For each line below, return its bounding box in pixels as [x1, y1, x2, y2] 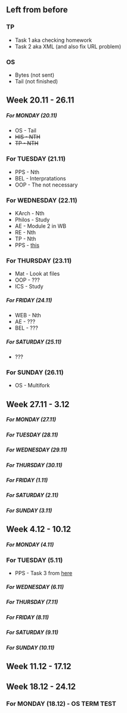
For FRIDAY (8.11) [6, 613, 49, 621]
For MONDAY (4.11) [6, 541, 54, 548]
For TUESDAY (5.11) [6, 556, 63, 564]
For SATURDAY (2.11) [6, 492, 58, 499]
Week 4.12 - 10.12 [6, 524, 72, 534]
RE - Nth [14, 228, 36, 236]
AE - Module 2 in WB [14, 222, 67, 230]
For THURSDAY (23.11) [6, 256, 72, 264]
